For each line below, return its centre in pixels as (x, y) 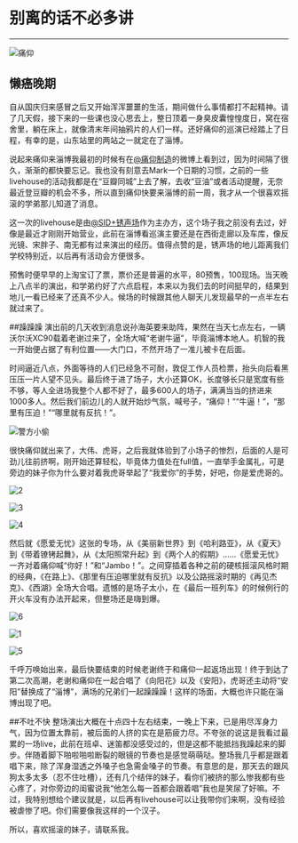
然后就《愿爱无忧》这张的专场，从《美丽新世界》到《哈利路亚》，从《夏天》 (147, 542)
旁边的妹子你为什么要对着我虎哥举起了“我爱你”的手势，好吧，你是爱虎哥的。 (149, 472)
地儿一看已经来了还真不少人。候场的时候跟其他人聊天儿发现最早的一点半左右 (149, 297)
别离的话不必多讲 (72, 18)
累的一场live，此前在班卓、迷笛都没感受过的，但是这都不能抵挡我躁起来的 (144, 743)
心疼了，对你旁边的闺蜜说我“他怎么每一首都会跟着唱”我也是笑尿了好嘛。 (141, 788)
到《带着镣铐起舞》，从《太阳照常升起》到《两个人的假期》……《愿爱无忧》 (146, 554)
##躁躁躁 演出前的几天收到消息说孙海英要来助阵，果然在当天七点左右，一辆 (147, 326)
